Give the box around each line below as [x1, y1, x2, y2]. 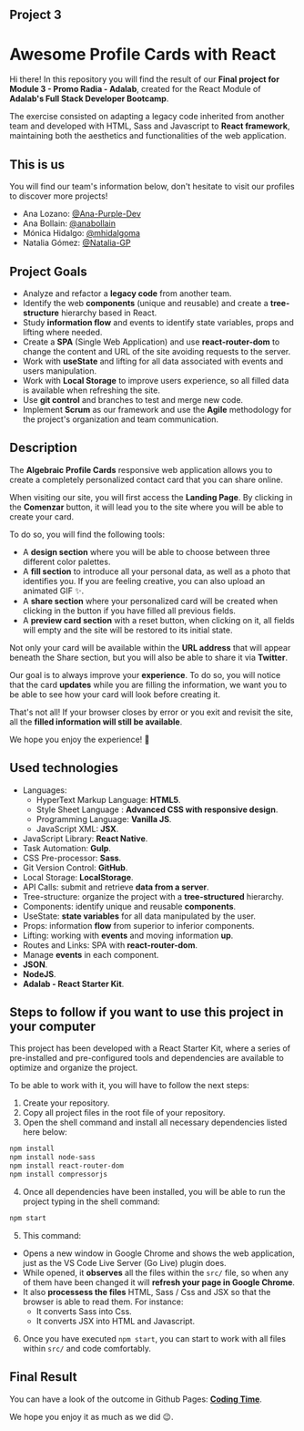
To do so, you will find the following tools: [9, 529, 166, 540]
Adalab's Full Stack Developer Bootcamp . [9, 93, 169, 104]
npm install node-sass [9, 1153, 96, 1162]
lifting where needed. [22, 326, 103, 337]
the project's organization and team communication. [22, 414, 219, 425]
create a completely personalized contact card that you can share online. [9, 474, 284, 485]
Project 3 [9, 7, 62, 23]
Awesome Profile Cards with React [9, 44, 277, 65]
